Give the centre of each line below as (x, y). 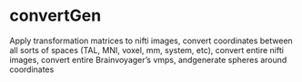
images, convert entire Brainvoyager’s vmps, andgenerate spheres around (148, 59)
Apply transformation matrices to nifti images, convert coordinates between (151, 41)
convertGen (55, 16)
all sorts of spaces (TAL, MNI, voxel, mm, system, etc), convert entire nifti (147, 50)
